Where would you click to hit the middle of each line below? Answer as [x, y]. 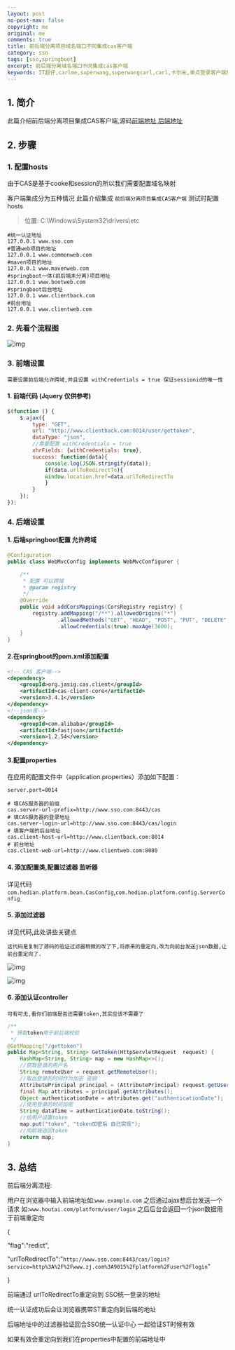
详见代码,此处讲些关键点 [42, 932]
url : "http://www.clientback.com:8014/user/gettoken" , [114, 431]
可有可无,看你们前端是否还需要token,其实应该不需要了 [76, 1014]
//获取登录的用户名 [44, 1066]
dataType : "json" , [59, 438]
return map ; [37, 1137]
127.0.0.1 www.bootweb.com [47, 282]
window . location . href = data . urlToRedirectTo [109, 477]
